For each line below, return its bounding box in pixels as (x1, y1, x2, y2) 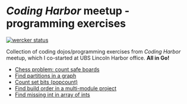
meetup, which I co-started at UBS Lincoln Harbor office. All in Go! (6, 54, 170, 61)
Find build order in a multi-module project (14, 84, 117, 92)
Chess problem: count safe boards (14, 65, 100, 73)
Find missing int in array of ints (14, 91, 90, 98)
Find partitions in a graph (14, 72, 77, 79)
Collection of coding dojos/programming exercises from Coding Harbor (6, 48, 181, 55)
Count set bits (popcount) (14, 78, 78, 86)
